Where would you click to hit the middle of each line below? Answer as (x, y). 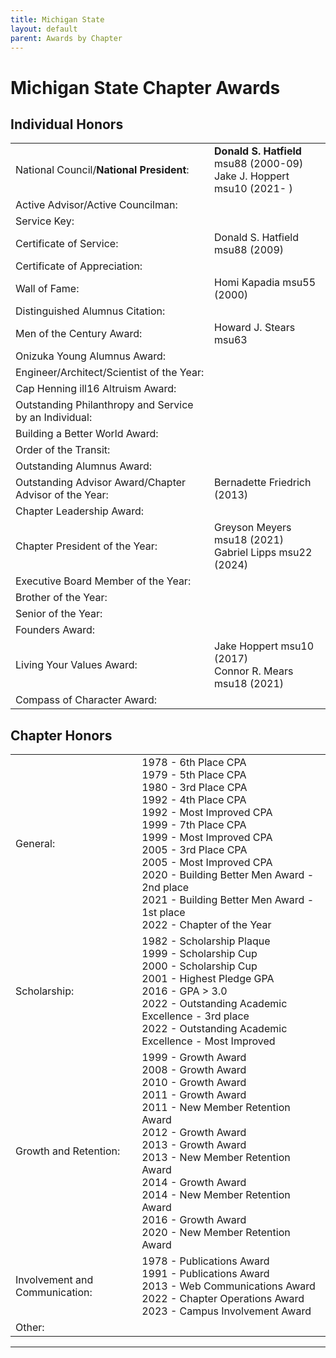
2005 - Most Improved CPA (207, 863)
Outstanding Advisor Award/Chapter (101, 483)
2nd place (165, 888)
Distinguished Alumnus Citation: (90, 311)
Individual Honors (67, 124)
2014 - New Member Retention (216, 1195)
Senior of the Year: (59, 614)
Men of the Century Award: (79, 334)
